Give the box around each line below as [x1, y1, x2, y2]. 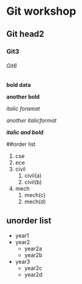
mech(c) [24, 191, 46, 198]
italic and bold [6, 129, 44, 136]
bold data [6, 81, 31, 88]
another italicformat [6, 116, 57, 124]
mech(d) [24, 198, 46, 205]
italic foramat [6, 105, 40, 112]
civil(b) [24, 178, 42, 185]
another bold [6, 93, 40, 100]
